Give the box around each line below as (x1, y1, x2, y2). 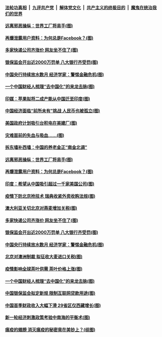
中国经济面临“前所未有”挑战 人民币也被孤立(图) (5, 108, 100, 114)
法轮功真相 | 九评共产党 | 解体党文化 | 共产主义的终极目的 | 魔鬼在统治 (5, 4, 153, 10)
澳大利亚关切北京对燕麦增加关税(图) (5, 205, 78, 211)
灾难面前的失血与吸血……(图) (5, 132, 65, 138)
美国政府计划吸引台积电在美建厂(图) (5, 120, 78, 126)
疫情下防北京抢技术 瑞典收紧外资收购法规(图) (5, 193, 96, 199)
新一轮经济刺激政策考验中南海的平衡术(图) (5, 314, 90, 320)
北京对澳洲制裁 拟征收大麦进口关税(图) (5, 253, 82, 260)
